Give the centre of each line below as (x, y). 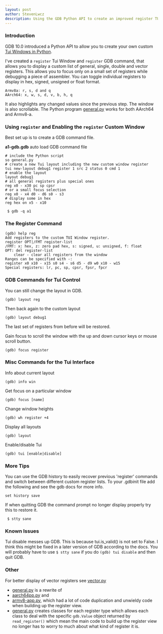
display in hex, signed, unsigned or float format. (53, 81)
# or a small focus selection (36, 190)
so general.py (19, 160)
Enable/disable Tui (24, 444)
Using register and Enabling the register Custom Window (75, 127)
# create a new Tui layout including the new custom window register (77, 164)
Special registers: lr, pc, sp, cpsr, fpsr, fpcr (56, 268)
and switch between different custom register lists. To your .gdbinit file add (80, 482)
